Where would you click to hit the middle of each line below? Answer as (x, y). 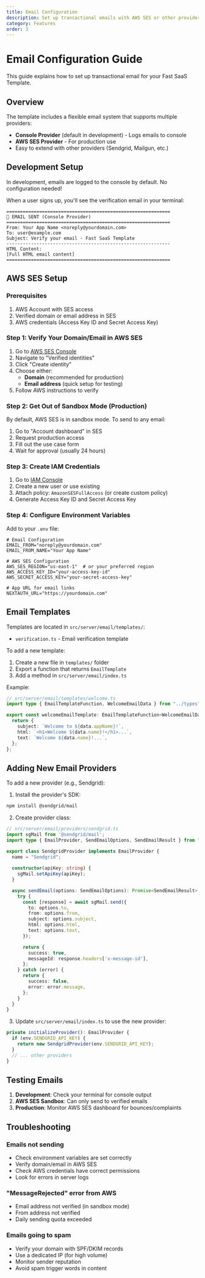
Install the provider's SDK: (48, 795)
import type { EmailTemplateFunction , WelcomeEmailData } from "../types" (103, 704)
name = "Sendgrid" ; (37, 857)
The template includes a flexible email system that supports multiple (92, 116)
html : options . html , (54, 925)
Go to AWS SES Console (46, 351)
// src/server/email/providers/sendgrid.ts (63, 829)
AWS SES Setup (37, 279)
